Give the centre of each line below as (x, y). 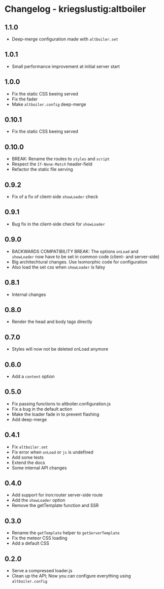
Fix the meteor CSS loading (39, 538)
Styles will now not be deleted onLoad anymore (60, 349)
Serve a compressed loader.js (42, 571)
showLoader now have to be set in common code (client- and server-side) (85, 257)
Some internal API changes (39, 468)
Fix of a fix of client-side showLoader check (55, 197)
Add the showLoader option (38, 500)
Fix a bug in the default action (42, 409)
